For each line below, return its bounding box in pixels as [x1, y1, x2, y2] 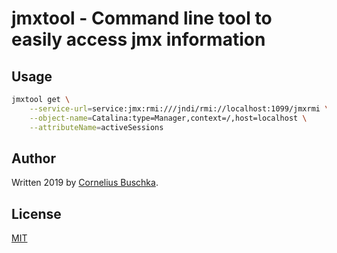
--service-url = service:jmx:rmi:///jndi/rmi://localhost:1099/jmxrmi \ [29, 103, 330, 114]
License [11, 205, 62, 222]
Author [11, 150, 56, 167]
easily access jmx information [11, 28, 266, 51]
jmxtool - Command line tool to [11, 7, 273, 30]
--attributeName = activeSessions [29, 122, 164, 132]
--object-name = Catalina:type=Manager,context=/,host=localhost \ [29, 113, 308, 123]
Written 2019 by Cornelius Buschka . [11, 177, 159, 189]
